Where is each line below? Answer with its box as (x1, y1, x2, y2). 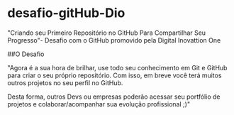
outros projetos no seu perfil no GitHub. (7, 78, 123, 87)
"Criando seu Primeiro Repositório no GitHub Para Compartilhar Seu (7, 28, 206, 37)
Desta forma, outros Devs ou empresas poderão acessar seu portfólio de (7, 92, 221, 101)
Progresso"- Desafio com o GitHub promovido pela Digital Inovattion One (7, 35, 221, 44)
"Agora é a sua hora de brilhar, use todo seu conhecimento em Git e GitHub (7, 63, 228, 72)
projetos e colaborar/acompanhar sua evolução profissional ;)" (7, 99, 190, 108)
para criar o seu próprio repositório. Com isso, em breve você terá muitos (7, 71, 222, 80)
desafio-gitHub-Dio (7, 5, 126, 21)
